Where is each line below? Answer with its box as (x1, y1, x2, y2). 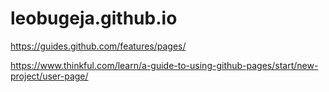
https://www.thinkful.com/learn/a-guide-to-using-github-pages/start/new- (10, 59, 319, 71)
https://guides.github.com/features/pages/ (10, 40, 187, 52)
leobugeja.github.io (10, 7, 178, 30)
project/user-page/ (10, 70, 89, 82)
